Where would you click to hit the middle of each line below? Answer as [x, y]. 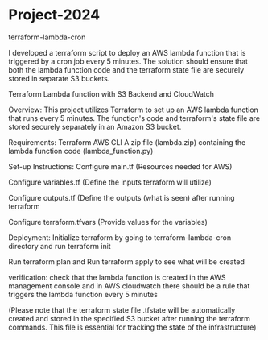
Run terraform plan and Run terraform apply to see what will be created [127, 261]
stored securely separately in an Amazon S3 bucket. [95, 126]
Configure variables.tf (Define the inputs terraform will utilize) [110, 182]
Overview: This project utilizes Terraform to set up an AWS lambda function [134, 110]
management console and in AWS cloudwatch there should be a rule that [129, 286]
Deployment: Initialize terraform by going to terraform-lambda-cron [120, 237]
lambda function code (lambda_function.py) [81, 151]
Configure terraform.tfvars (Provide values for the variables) [108, 222]
